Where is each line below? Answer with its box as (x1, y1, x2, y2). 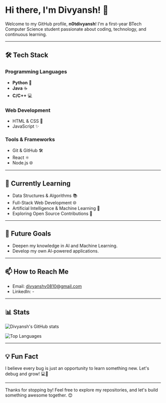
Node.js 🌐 (12, 160, 33, 166)
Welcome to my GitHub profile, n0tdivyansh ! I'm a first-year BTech (5, 21, 142, 27)
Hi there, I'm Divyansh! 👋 (5, 4, 109, 16)
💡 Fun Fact (5, 352, 39, 360)
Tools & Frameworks (5, 136, 55, 143)
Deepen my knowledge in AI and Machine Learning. (12, 243, 118, 249)
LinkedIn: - (12, 288, 35, 294)
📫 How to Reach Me (5, 267, 69, 276)
